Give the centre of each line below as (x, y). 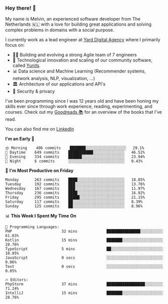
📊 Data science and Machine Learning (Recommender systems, (79, 71)
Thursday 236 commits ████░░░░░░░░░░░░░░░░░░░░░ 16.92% (75, 193)
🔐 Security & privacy (34, 91)
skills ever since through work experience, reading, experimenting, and (79, 106)
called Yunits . (27, 65)
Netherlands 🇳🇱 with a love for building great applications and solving (78, 24)
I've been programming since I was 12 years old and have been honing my (82, 101)
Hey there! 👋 (21, 8)
